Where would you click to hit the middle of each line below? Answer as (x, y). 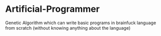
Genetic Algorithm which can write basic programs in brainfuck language (81, 23)
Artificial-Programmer (52, 9)
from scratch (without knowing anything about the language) (68, 28)
